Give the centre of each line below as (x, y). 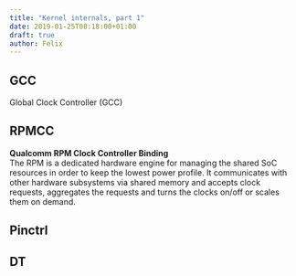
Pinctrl (29, 231)
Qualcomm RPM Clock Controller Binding (89, 153)
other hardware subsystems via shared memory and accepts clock (135, 182)
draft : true (32, 35)
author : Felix (37, 43)
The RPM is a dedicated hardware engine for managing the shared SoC (143, 163)
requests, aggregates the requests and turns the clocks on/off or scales (145, 192)
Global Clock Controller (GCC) (66, 102)
